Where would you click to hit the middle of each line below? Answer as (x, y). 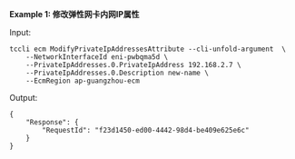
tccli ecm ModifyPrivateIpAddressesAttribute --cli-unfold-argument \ (147, 49)
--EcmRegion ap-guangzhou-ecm (83, 81)
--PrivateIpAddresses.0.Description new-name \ (117, 73)
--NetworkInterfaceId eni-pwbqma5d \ (97, 57)
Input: (20, 32)
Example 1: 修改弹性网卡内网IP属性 (74, 14)
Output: (24, 98)
